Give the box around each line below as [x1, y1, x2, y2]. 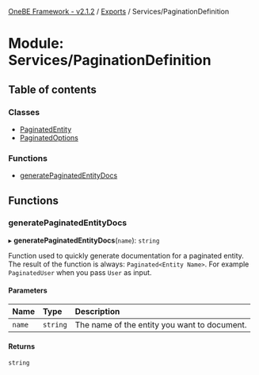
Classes [8, 106, 40, 117]
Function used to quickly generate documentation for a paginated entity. [8, 251, 244, 260]
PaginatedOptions [19, 132, 79, 142]
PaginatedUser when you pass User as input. [8, 267, 152, 277]
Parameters [8, 285, 48, 296]
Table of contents [8, 82, 97, 96]
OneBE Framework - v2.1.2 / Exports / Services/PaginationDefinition [8, 7, 230, 16]
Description [74, 306, 120, 317]
